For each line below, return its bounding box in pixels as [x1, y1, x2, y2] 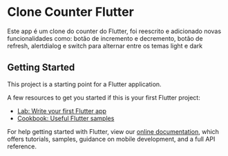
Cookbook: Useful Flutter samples [17, 114, 115, 122]
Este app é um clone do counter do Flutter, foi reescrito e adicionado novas [7, 27, 222, 35]
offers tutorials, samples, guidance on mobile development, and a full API [7, 135, 216, 143]
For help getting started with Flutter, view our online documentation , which [7, 127, 220, 135]
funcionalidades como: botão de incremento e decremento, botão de [7, 34, 203, 42]
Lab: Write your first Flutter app [17, 106, 107, 115]
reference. [7, 142, 37, 150]
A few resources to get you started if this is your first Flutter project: [7, 93, 200, 101]
